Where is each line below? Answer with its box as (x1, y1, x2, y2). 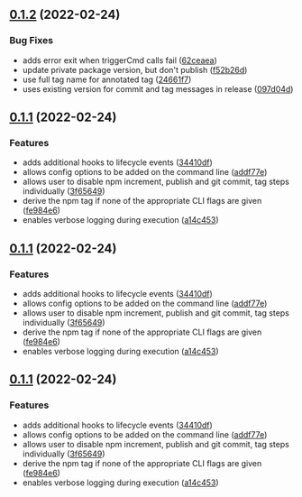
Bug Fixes (9, 34, 54, 47)
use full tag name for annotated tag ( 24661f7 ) (22, 74, 192, 85)
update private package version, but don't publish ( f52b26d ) (22, 64, 248, 75)
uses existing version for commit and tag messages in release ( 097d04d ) (22, 83, 294, 94)
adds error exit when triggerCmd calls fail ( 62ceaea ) (22, 54, 218, 66)
